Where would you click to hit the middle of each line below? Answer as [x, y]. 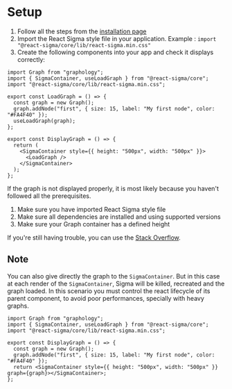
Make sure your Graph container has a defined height [93, 224]
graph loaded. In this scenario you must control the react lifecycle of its [109, 291]
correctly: [31, 59]
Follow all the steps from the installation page [82, 31]
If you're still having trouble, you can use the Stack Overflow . [94, 238]
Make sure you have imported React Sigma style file [91, 209]
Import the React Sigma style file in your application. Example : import [117, 38]
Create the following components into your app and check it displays [115, 52]
